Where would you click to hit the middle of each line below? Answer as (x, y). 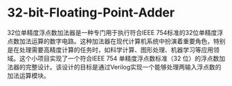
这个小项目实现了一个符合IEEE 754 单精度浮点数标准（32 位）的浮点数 (119, 58)
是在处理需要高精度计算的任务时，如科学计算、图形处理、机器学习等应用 (110, 50)
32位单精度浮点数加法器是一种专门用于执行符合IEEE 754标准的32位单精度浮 (115, 32)
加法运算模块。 (28, 75)
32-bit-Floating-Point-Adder (91, 13)
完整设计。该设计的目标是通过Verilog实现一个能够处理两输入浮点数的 (123, 67)
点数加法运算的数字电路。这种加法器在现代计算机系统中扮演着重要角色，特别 (116, 41)
